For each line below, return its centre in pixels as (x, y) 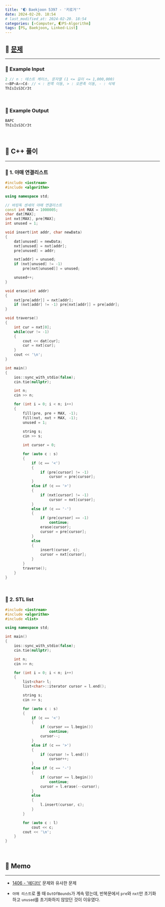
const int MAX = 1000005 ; (31, 210)
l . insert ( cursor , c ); (62, 805)
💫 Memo (18, 866)
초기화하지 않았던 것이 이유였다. (70, 900)
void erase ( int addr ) (27, 291)
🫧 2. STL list (19, 600)
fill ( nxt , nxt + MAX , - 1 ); (50, 418)
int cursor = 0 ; (39, 445)
